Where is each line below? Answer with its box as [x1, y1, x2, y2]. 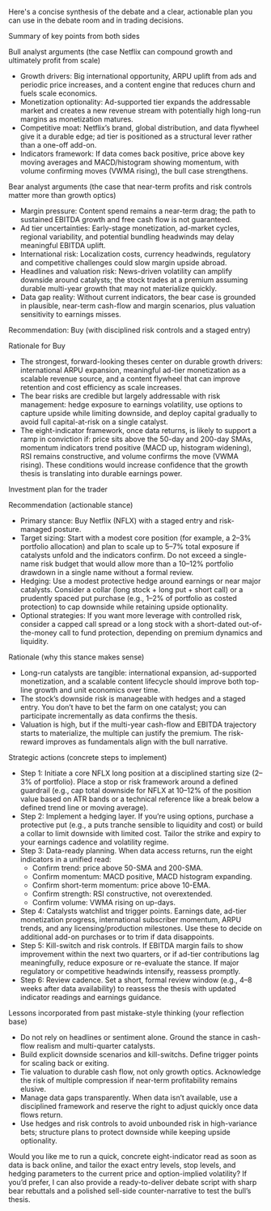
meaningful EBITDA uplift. [19, 241, 107, 250]
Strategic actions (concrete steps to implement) [8, 753, 167, 762]
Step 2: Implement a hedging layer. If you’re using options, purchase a [19, 811, 254, 821]
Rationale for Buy [8, 341, 66, 350]
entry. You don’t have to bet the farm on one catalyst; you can [19, 702, 227, 712]
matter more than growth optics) [8, 191, 116, 200]
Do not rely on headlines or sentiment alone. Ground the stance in [19, 1033, 240, 1041]
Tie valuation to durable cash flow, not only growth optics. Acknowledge [19, 1067, 261, 1076]
